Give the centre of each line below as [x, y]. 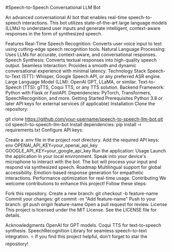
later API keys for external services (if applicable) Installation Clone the [80, 104]
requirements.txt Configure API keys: [44, 130]
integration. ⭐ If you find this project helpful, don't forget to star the [77, 236]
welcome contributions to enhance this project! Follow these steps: [76, 183]
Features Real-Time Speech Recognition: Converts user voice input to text [83, 44]
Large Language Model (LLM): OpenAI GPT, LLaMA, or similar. [71, 82]
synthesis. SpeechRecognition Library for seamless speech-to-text [76, 231]
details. [13, 215]
